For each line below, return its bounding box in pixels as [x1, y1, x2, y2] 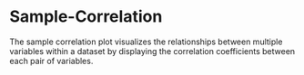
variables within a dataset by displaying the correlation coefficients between [9, 45, 296, 56]
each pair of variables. [9, 55, 94, 66]
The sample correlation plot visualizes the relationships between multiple [9, 36, 283, 47]
